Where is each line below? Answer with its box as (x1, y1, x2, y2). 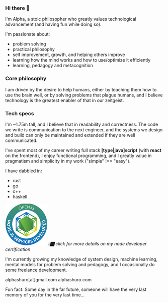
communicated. (5, 137, 38, 143)
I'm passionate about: (5, 31, 50, 37)
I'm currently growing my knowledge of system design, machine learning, (5, 256, 157, 262)
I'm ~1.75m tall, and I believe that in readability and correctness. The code (5, 121, 158, 127)
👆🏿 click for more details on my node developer (47, 240, 147, 246)
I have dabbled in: (5, 168, 42, 174)
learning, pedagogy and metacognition (12, 63, 93, 69)
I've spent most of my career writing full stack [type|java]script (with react (5, 147, 162, 153)
